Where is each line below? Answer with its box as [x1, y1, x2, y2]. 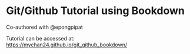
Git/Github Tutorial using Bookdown [6, 4, 185, 18]
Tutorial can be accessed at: [6, 35, 75, 42]
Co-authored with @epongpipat [6, 23, 84, 31]
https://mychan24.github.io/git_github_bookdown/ [6, 41, 128, 48]
